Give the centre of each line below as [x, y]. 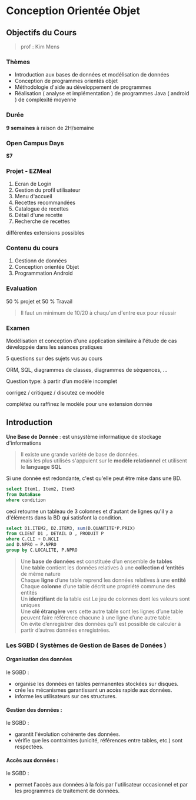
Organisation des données [39, 659]
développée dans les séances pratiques [54, 347]
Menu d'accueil [33, 196]
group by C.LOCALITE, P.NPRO [42, 550]
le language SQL [41, 466]
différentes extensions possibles [46, 233]
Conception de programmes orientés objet [66, 81]
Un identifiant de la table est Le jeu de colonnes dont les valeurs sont [105, 599]
